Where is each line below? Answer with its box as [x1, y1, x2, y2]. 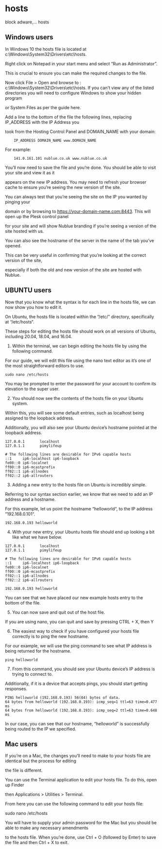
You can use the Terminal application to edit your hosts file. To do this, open [5, 777, 157, 783]
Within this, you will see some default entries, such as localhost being [5, 410, 144, 415]
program [5, 95, 22, 101]
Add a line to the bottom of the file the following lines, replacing [5, 114, 132, 120]
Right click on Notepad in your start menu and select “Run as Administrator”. [5, 60, 158, 66]
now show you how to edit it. [5, 304, 63, 310]
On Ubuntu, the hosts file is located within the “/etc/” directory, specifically [5, 314, 154, 320]
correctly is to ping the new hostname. [12, 633, 89, 639]
